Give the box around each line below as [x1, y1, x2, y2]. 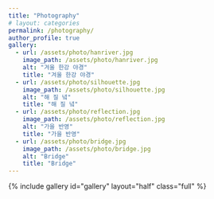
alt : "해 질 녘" [22, 93, 72, 101]
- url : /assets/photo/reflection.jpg [15, 108, 141, 116]
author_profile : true [8, 33, 80, 42]
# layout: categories [8, 19, 80, 27]
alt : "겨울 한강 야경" [22, 64, 88, 72]
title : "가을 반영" [22, 130, 81, 138]
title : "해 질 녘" [22, 100, 79, 108]
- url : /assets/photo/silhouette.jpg [15, 78, 141, 86]
